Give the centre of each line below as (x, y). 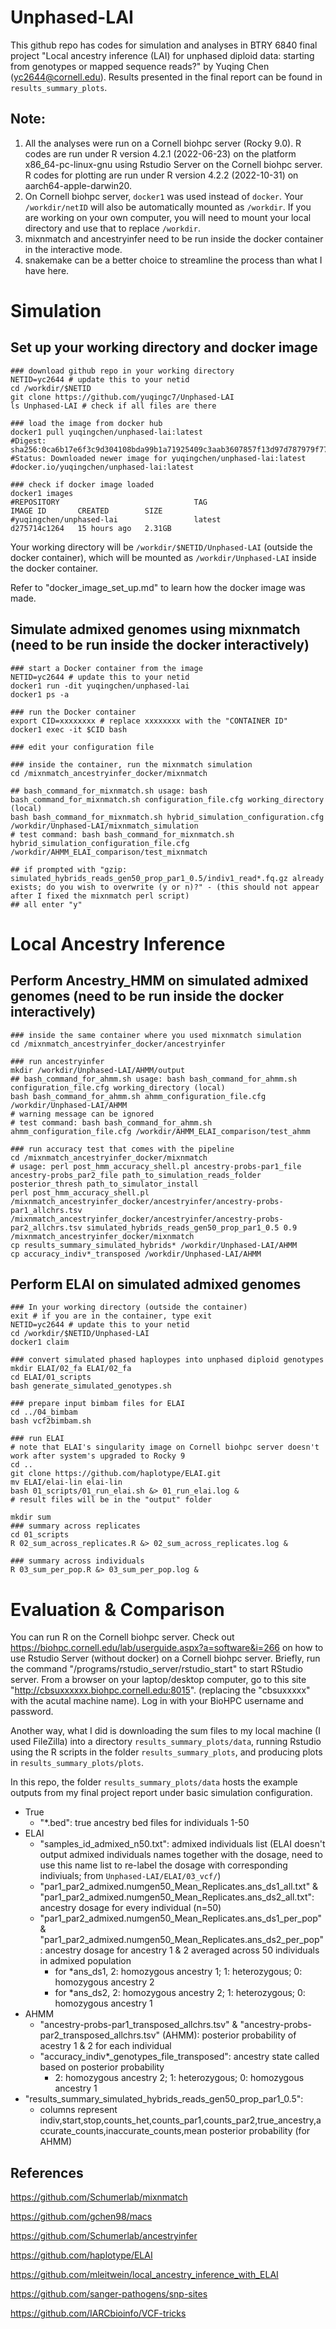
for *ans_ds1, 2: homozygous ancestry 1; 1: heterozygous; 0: (178, 1972)
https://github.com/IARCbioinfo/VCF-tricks (98, 2313)
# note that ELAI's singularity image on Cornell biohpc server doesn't (165, 1447)
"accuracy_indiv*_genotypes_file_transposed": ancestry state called (179, 2057)
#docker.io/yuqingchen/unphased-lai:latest (102, 467)
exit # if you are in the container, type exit (111, 1316)
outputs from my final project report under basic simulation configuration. (161, 1793)
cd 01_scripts (40, 1535)
